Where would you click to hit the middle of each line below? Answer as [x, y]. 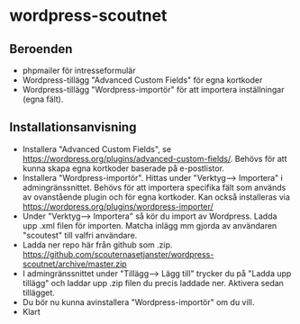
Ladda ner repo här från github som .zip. [97, 245]
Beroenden [41, 49]
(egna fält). [43, 99]
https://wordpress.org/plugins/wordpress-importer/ [118, 206]
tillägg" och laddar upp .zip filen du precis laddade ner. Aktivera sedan [153, 283]
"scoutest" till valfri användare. [80, 235]
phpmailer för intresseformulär [79, 70]
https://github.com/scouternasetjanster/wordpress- [118, 254]
